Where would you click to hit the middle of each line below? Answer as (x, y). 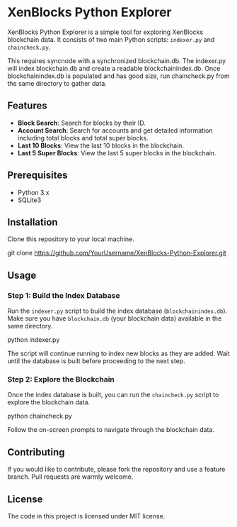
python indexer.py (34, 340)
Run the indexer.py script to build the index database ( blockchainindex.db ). (117, 311)
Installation (33, 222)
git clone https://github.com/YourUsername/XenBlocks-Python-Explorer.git (117, 253)
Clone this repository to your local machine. (71, 239)
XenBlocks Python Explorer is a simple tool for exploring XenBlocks (105, 32)
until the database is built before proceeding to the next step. (96, 361)
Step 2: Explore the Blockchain (61, 379)
